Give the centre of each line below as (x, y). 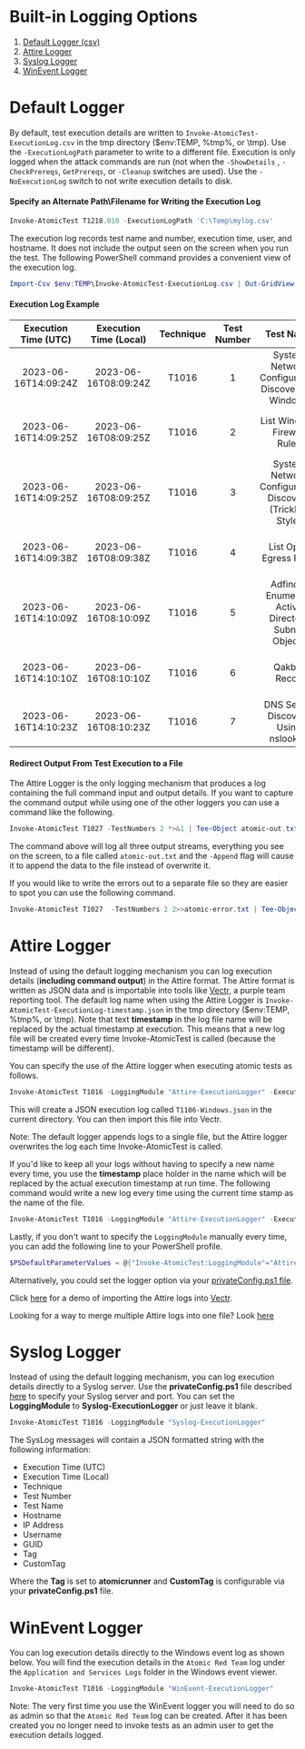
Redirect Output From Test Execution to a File (96, 763)
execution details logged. (57, 1735)
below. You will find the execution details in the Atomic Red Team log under (148, 1663)
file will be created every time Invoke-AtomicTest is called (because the (143, 1038)
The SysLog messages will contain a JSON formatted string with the (137, 1440)
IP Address (43, 1525)
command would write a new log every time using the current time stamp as (151, 1192)
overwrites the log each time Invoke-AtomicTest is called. (116, 1146)
